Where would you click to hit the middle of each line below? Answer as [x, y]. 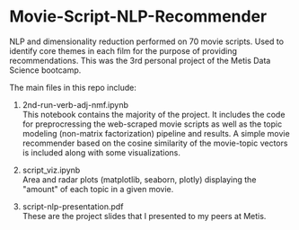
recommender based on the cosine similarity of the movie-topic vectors [155, 143]
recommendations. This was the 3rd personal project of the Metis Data [140, 60]
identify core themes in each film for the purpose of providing [123, 50]
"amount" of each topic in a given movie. [98, 189]
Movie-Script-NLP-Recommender [138, 17]
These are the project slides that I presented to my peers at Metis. [144, 216]
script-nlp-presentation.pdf [73, 206]
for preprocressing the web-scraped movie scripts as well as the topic [152, 124]
